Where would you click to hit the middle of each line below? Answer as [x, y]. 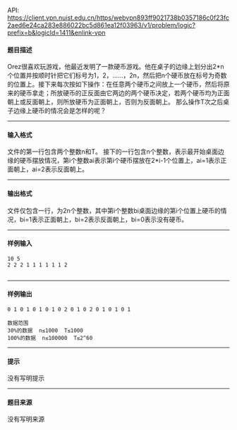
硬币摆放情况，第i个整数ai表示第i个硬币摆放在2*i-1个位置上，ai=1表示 [120, 161]
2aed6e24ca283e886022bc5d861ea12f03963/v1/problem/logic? [102, 25]
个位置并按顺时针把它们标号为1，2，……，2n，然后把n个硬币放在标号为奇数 [117, 75]
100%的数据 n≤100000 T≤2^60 [50, 338]
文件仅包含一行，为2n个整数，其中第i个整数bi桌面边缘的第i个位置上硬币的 [114, 210]
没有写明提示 [26, 378]
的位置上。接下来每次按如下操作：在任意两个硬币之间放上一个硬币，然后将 [115, 85]
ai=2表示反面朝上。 [60, 169]
